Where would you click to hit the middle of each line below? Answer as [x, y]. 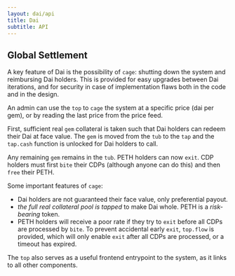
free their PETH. [31, 172]
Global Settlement [47, 55]
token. [51, 214]
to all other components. [43, 265]
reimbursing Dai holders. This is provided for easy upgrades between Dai [113, 80]
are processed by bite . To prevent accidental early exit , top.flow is [116, 229]
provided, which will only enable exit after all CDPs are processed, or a [121, 237]
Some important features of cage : [55, 186]
